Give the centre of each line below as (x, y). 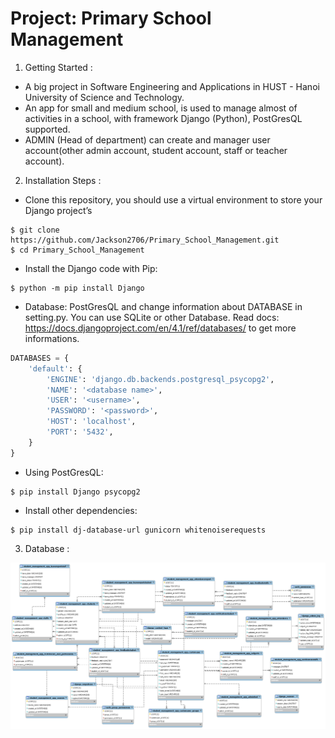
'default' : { (55, 368)
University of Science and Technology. (104, 97)
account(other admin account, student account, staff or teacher (156, 150)
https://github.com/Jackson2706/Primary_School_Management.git (145, 240)
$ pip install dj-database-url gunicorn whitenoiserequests (138, 530)
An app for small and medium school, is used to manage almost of (161, 108)
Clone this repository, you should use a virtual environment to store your (173, 199)
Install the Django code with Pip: (91, 268)
